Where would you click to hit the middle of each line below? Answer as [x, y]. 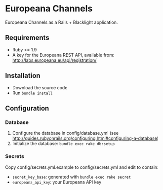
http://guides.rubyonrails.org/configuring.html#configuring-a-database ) [85, 138]
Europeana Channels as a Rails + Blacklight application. [61, 22]
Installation [23, 76]
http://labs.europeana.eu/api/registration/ [54, 60]
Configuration [27, 108]
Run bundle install [32, 93]
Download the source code [40, 87]
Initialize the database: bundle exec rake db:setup [63, 144]
